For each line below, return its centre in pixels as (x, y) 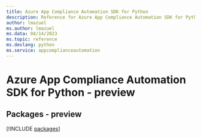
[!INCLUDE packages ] (33, 128)
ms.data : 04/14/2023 (32, 34)
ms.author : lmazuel (31, 28)
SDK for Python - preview (71, 92)
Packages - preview (44, 115)
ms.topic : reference (32, 39)
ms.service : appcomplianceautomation (53, 51)
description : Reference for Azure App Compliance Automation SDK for (95, 17)
